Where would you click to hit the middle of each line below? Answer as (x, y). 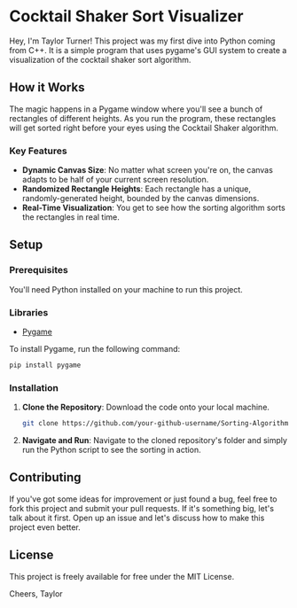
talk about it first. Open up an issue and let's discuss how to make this (137, 518)
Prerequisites (39, 270)
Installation (34, 387)
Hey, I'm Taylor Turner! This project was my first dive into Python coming (142, 41)
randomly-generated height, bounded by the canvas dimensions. (141, 199)
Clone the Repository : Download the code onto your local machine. (146, 407)
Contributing (45, 477)
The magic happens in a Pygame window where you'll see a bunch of (136, 109)
